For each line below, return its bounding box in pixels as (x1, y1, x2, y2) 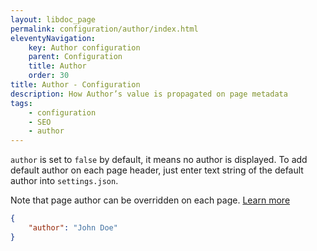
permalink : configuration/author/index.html (10, 24, 199, 34)
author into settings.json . (10, 175, 119, 187)
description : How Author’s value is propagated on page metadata (10, 89, 288, 99)
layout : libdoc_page (10, 14, 97, 25)
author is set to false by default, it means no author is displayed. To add (10, 154, 308, 166)
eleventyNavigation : (10, 33, 97, 43)
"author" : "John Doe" (28, 223, 118, 233)
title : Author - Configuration (10, 80, 141, 90)
